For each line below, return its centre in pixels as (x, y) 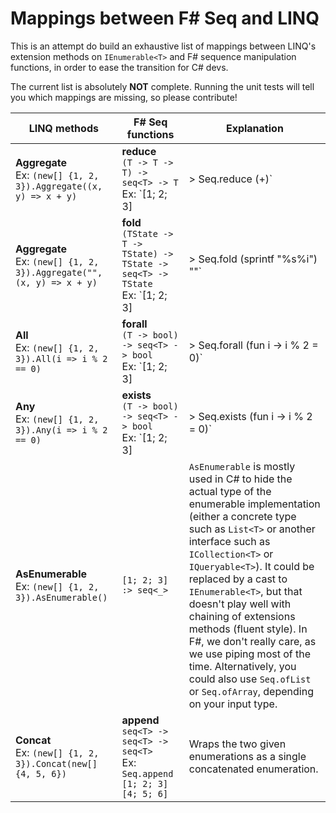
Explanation (254, 128)
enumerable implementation (254, 504)
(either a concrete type (242, 516)
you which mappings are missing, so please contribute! (124, 97)
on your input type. (233, 704)
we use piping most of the (250, 654)
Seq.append (147, 773)
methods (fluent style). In (248, 629)
